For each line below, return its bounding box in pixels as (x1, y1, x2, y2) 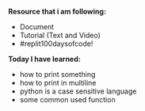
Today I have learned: (8, 55, 81, 63)
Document (19, 22, 54, 31)
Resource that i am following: (8, 7, 107, 16)
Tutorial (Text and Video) (19, 31, 101, 40)
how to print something (19, 70, 96, 78)
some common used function (19, 95, 116, 104)
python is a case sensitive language (19, 86, 137, 96)
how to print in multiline (19, 78, 97, 87)
